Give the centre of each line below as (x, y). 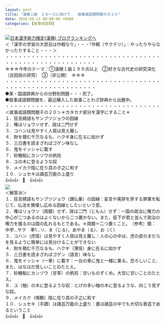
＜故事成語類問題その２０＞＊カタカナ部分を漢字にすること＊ (68, 112)
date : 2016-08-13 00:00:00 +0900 (39, 19)
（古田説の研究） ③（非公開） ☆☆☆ (45, 75)
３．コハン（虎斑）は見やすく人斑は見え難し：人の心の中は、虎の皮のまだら (83, 236)
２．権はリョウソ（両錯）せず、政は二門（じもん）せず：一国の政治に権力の (83, 211)
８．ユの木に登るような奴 (31, 162)
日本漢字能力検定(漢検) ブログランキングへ (53, 38)
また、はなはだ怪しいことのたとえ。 (42, 267)
